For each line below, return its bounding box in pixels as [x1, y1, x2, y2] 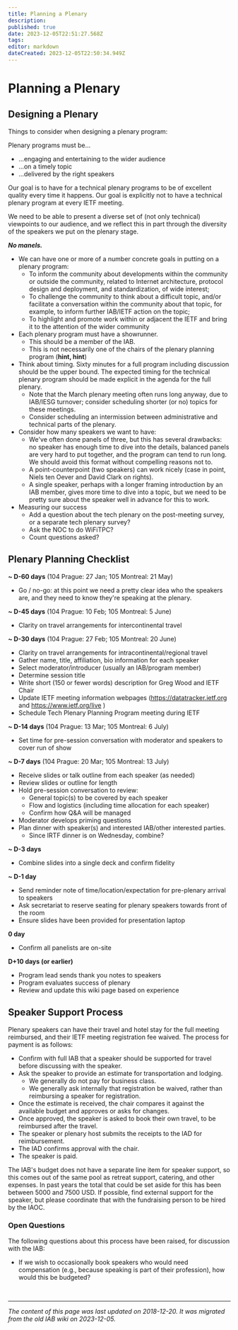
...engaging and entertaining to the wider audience [18, 154, 166, 163]
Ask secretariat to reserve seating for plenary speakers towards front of [18, 900, 227, 910]
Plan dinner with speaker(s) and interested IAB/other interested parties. [18, 823, 226, 832]
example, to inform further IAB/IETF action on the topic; [28, 307, 190, 316]
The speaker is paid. [18, 1152, 78, 1160]
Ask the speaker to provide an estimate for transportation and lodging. [18, 1069, 223, 1077]
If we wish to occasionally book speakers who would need [18, 1258, 189, 1266]
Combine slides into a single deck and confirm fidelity [18, 858, 175, 867]
